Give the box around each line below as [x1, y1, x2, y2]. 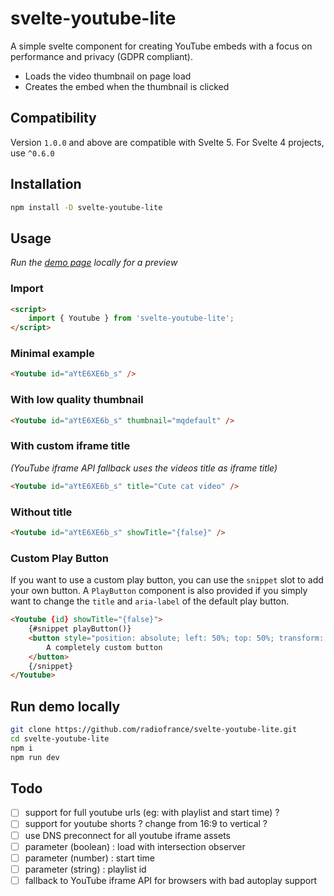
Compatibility [10, 110, 97, 127]
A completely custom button [46, 642, 163, 652]
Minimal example [10, 347, 95, 361]
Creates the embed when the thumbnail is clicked [24, 80, 230, 92]
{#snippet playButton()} [28, 624, 132, 634]
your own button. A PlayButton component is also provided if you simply [10, 585, 308, 597]
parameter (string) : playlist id [24, 863, 147, 875]
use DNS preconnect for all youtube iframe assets [24, 829, 231, 841]
